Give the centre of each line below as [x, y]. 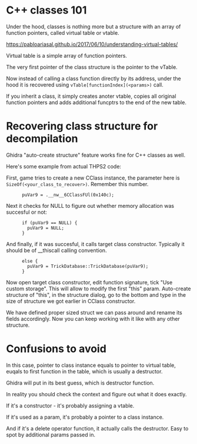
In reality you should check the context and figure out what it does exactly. [96, 394]
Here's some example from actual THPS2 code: [64, 166]
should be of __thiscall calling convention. [56, 250]
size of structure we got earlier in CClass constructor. [71, 301]
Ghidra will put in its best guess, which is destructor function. [80, 383]
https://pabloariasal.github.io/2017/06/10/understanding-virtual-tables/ [92, 44]
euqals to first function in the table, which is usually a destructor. [84, 371]
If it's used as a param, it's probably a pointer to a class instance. [85, 417]
